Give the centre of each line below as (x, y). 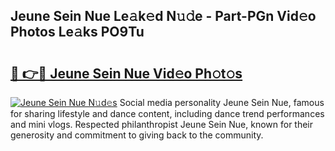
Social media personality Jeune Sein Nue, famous (222, 102)
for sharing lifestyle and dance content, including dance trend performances (167, 113)
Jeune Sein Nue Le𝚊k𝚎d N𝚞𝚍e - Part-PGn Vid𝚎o (163, 16)
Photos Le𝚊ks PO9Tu (77, 32)
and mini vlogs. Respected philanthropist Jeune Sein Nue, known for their (162, 124)
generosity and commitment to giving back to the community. (137, 135)
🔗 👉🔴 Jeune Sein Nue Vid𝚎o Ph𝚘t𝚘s (126, 73)
